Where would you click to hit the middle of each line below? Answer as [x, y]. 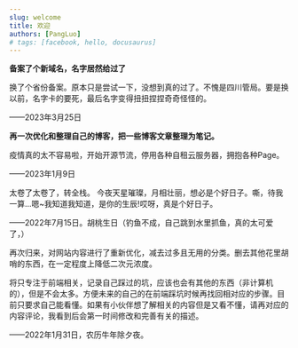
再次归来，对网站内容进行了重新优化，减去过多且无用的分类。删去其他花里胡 [149, 253]
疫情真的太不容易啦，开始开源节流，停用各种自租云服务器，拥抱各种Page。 [147, 155]
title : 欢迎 [30, 26]
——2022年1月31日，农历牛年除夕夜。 [79, 335]
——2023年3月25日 [46, 117]
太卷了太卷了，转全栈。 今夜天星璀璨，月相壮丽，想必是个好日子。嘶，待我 [146, 193]
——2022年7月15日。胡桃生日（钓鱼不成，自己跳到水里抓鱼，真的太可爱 [141, 223]
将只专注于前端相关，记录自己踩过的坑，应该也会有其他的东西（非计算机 [141, 283]
